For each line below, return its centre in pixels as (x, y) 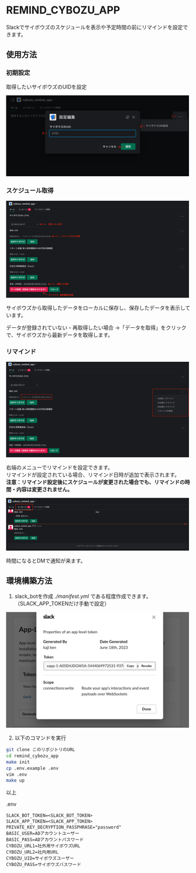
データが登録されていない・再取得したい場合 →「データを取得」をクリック (96, 328)
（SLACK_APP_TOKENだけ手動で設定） (62, 603)
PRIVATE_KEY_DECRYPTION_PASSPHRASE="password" (64, 827)
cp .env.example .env (32, 768)
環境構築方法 (29, 581)
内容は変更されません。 (44, 489)
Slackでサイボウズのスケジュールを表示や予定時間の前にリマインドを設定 (94, 27)
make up (16, 780)
